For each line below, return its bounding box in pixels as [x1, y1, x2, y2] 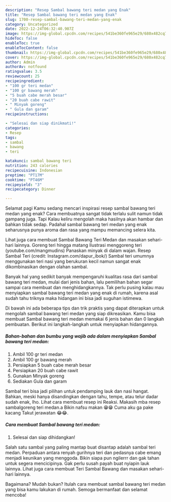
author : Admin [5, 60, 36, 65]
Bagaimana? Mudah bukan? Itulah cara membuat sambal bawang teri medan [5, 481, 166, 487]
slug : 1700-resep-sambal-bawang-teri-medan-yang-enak [5, 17, 122, 22]
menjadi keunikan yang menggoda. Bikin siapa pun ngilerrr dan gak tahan [5, 455, 159, 461]
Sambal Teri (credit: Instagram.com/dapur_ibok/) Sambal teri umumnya [5, 253, 154, 259]
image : [5, 31, 19, 36]
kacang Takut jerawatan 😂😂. [5, 410, 69, 416]
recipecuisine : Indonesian [5, 168, 63, 173]
